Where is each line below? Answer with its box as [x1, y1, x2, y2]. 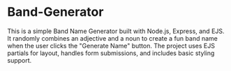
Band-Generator [7, 4, 104, 20]
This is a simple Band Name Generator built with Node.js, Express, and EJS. [7, 27, 225, 35]
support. [7, 56, 32, 64]
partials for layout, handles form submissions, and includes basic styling [7, 49, 215, 57]
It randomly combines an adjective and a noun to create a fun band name [7, 34, 218, 42]
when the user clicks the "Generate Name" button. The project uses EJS [7, 41, 215, 50]
